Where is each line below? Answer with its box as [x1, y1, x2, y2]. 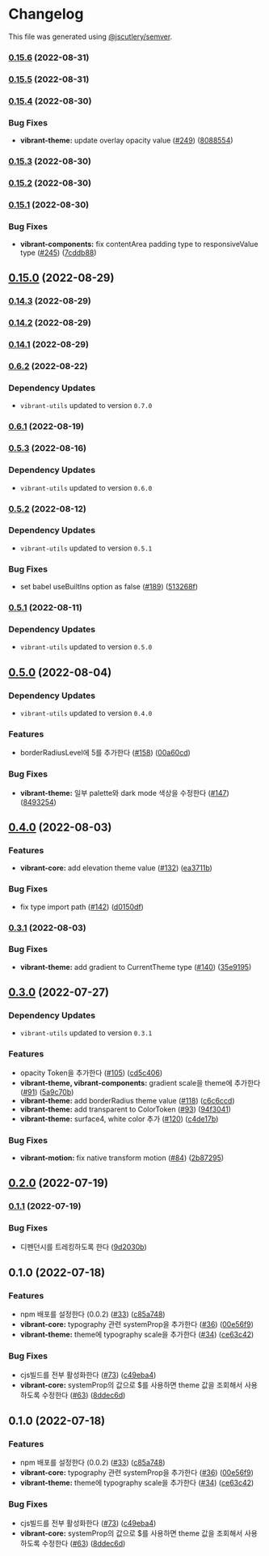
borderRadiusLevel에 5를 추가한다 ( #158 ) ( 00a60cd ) [19, 748, 191, 758]
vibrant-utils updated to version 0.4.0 [19, 708, 153, 717]
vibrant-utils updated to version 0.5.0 [19, 642, 153, 652]
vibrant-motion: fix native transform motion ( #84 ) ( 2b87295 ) [19, 1153, 225, 1163]
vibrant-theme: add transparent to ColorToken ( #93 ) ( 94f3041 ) [19, 1104, 232, 1114]
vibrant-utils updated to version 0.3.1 [19, 1028, 153, 1038]
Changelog [8, 5, 84, 23]
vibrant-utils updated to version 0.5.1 [19, 543, 153, 553]
